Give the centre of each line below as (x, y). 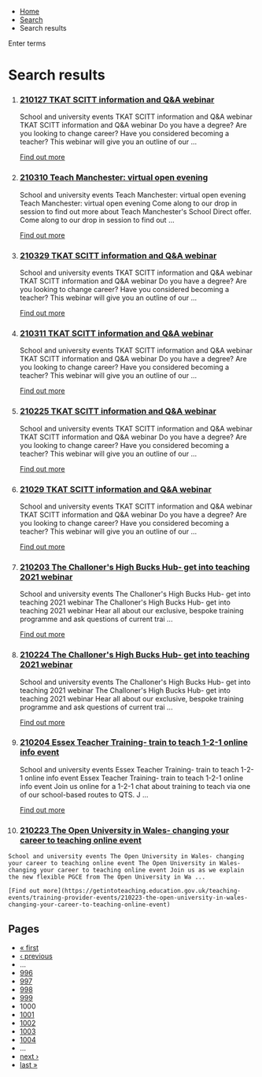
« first (29, 947)
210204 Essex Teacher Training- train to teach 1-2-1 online (133, 742)
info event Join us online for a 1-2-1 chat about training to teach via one (135, 786)
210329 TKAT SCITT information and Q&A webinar (118, 255)
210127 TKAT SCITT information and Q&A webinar (117, 100)
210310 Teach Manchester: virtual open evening (114, 178)
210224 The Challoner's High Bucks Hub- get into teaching (135, 655)
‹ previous (36, 956)
